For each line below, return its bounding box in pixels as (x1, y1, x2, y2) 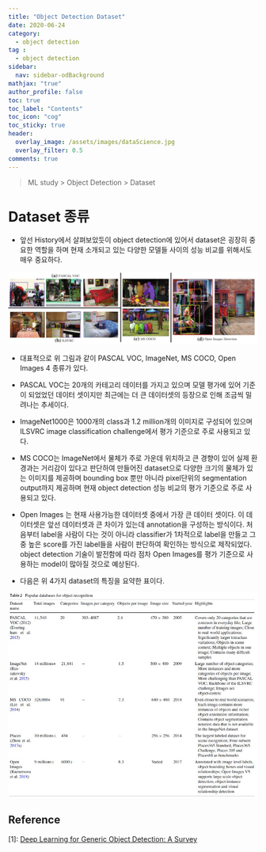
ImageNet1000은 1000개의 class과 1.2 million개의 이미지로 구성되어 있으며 (19, 416, 253, 427)
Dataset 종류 (8, 207, 89, 226)
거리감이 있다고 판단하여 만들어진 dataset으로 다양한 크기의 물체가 (40, 463, 245, 473)
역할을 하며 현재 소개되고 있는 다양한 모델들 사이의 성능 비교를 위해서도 (34, 245, 253, 255)
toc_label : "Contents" (8, 105, 83, 112)
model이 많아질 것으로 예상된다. (40, 559, 140, 569)
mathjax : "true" (8, 79, 62, 87)
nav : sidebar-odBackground (15, 71, 104, 79)
